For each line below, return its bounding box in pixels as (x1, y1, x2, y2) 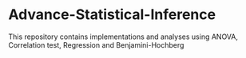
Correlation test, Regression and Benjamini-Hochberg (8, 40, 184, 49)
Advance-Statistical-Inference (8, 6, 216, 24)
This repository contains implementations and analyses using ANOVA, (8, 32, 238, 41)
